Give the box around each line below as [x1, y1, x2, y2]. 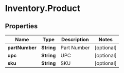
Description [61, 36, 89, 43]
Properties [5, 22, 38, 30]
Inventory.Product [5, 3, 81, 14]
